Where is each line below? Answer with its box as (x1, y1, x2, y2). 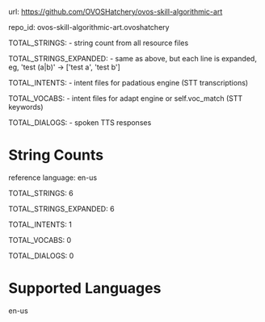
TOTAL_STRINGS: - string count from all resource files (8, 38, 189, 48)
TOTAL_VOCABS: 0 (8, 235, 72, 245)
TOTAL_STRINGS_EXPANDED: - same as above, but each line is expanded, (8, 54, 257, 63)
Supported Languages (8, 279, 162, 298)
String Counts (8, 146, 103, 165)
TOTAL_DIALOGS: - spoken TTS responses (8, 118, 152, 128)
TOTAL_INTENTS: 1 (8, 220, 73, 229)
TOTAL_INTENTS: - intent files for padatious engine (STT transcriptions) (8, 78, 249, 87)
